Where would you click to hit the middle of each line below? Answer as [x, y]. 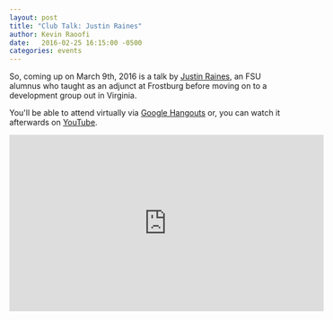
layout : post [34, 17]
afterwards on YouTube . [53, 123]
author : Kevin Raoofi [50, 34]
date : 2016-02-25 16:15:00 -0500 [76, 43]
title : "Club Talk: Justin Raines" [76, 26]
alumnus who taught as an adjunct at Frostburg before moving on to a [138, 86]
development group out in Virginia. [73, 96]
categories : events [46, 51]
